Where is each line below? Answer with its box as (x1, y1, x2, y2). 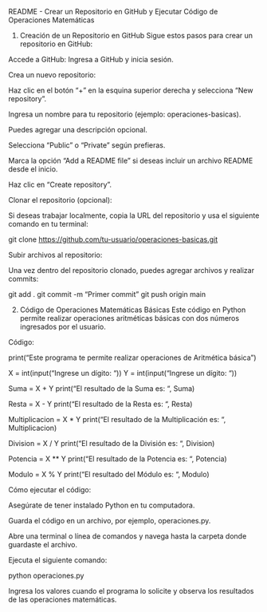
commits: (8, 274, 39, 283)
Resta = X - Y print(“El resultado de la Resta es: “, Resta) (8, 399, 193, 409)
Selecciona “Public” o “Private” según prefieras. (8, 140, 166, 150)
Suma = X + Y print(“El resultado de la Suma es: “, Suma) (8, 384, 195, 393)
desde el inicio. (8, 164, 58, 174)
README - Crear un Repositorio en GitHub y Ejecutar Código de (8, 7, 218, 16)
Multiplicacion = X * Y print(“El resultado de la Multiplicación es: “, (8, 415, 226, 424)
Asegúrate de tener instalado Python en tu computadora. (8, 500, 195, 510)
